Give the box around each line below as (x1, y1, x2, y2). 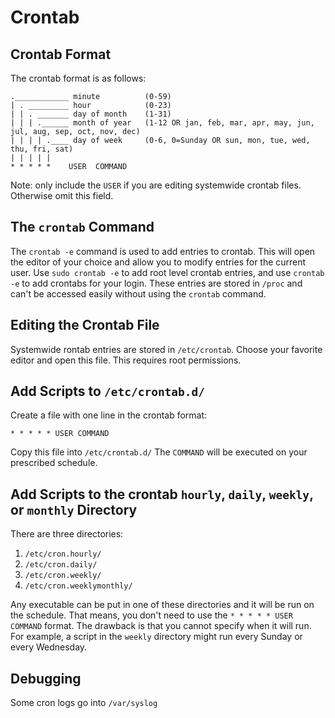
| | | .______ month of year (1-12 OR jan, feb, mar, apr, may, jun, (10, 118, 315, 128)
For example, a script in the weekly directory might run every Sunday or (10, 631, 303, 643)
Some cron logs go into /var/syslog (10, 697, 158, 709)
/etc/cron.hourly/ (24, 549, 102, 560)
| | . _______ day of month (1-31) (10, 109, 172, 119)
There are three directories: (10, 528, 124, 540)
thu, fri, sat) (10, 144, 74, 154)
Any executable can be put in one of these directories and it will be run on (10, 599, 315, 611)
